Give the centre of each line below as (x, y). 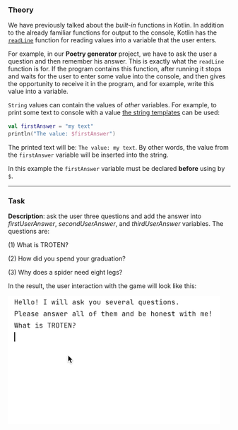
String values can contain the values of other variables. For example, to (113, 105)
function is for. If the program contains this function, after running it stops (115, 69)
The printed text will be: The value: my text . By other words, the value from (118, 148)
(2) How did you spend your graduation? (67, 258)
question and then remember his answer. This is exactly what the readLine (116, 61)
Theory (21, 10)
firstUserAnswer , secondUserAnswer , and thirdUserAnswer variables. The (116, 224)
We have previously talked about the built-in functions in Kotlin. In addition (116, 25)
